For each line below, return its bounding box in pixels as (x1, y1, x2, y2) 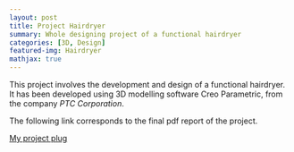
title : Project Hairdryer (9, 21, 105, 30)
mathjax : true (9, 55, 63, 63)
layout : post (9, 13, 58, 22)
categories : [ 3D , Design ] (9, 38, 105, 47)
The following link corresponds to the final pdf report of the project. (9, 115, 258, 126)
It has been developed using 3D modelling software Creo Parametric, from (9, 89, 283, 99)
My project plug (9, 133, 68, 143)
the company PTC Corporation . (9, 98, 125, 108)
